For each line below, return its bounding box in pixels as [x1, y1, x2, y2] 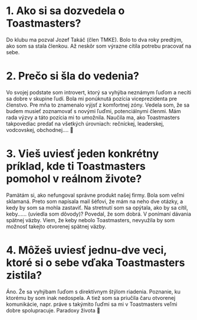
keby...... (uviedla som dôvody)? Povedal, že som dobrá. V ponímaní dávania [6, 210, 192, 217]
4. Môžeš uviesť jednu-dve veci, [6, 243, 167, 257]
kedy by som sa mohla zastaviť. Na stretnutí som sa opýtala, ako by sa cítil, [6, 204, 189, 211]
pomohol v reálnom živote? [6, 172, 142, 186]
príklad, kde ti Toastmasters [6, 160, 146, 173]
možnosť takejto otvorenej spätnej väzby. [6, 223, 107, 230]
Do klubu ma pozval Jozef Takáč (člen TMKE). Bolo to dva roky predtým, [6, 36, 183, 43]
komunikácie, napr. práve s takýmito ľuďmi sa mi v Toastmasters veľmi [6, 301, 178, 308]
